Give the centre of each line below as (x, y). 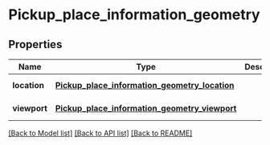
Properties (35, 44)
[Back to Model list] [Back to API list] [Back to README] (100, 133)
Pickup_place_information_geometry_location (145, 85)
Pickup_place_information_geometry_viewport (146, 108)
